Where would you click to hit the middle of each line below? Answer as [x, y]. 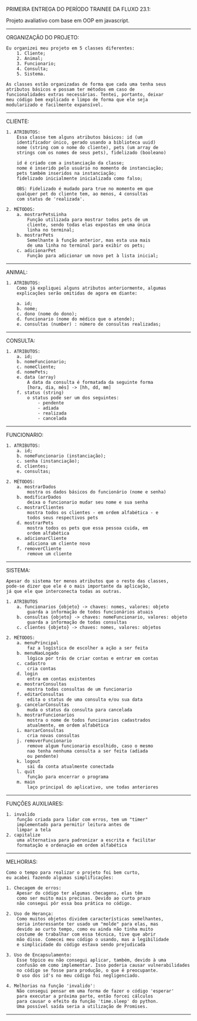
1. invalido [21, 814]
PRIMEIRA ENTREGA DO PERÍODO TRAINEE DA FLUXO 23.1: [79, 9]
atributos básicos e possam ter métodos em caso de [70, 89]
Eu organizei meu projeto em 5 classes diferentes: [70, 48]
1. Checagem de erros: [34, 888]
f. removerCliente [39, 549]
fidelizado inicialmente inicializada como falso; [80, 178]
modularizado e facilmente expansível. [55, 105]
